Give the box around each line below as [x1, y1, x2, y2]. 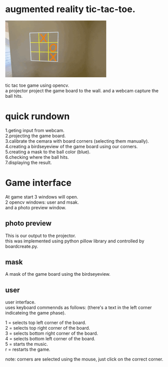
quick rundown [5, 111, 70, 122]
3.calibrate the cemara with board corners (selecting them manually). [5, 138, 149, 144]
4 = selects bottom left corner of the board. [5, 336, 96, 342]
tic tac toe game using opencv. [5, 82, 70, 88]
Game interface [5, 177, 72, 189]
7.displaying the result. [5, 159, 52, 165]
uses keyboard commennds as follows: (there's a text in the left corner [5, 304, 152, 311]
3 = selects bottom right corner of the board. [5, 330, 98, 336]
